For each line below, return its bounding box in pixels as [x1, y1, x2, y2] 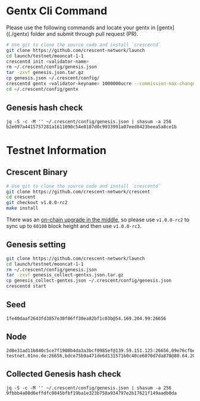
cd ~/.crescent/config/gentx [6, 86, 79, 92]
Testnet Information [6, 143, 107, 157]
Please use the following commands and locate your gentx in [6, 24, 156, 31]
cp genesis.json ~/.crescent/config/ [6, 75, 100, 81]
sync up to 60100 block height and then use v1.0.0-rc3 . [6, 223, 142, 229]
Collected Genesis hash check [6, 369, 121, 380]
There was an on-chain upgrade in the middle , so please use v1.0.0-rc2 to [6, 216, 189, 223]
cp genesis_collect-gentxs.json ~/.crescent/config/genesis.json [6, 277, 171, 284]
